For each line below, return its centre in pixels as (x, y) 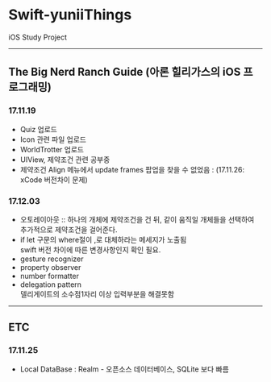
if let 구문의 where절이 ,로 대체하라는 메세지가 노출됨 (103, 239)
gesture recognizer (52, 259)
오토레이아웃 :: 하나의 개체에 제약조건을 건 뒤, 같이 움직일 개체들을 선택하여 (137, 219)
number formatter (49, 276)
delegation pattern (51, 284)
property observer (50, 267)
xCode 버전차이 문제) (54, 180)
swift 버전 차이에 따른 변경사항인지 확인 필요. (90, 249)
